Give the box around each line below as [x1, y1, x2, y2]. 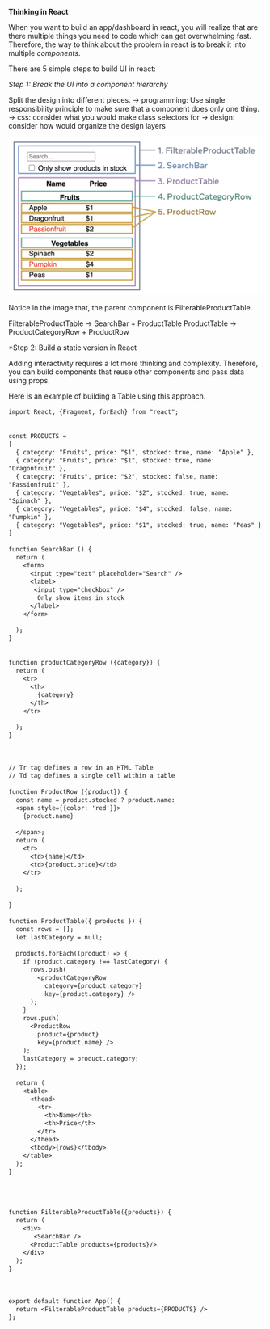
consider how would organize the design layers [8, 121, 166, 130]
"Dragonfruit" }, [8, 465, 67, 473]
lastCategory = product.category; [23, 1055, 139, 1063]
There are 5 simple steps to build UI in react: [8, 64, 156, 74]
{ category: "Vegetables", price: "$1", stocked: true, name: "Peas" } [15, 521, 263, 529]
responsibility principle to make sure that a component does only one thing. [8, 104, 260, 113]
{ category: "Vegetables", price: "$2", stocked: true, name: [15, 489, 230, 497]
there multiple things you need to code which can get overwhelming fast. [8, 32, 252, 40]
